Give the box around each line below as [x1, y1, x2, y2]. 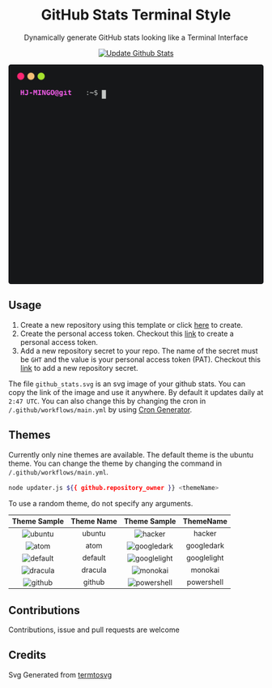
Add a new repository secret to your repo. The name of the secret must [19, 346, 258, 355]
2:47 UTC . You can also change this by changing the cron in [8, 396, 206, 406]
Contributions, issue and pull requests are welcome [8, 625, 180, 634]
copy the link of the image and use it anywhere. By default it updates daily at [8, 387, 264, 397]
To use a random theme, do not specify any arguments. [8, 498, 193, 508]
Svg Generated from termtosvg [8, 669, 112, 679]
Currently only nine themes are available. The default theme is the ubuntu [8, 449, 253, 459]
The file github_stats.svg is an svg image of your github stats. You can [8, 379, 246, 389]
